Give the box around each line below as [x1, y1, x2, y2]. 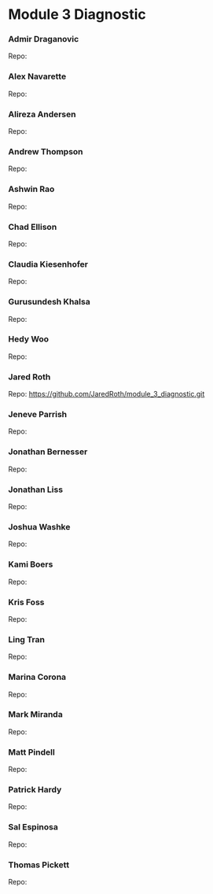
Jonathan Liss [8, 484, 64, 495]
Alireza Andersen [8, 109, 76, 120]
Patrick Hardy [8, 785, 62, 796]
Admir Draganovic [8, 34, 79, 45]
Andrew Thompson [8, 146, 84, 157]
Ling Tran [8, 634, 46, 645]
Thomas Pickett [8, 859, 69, 870]
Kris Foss [8, 597, 45, 608]
